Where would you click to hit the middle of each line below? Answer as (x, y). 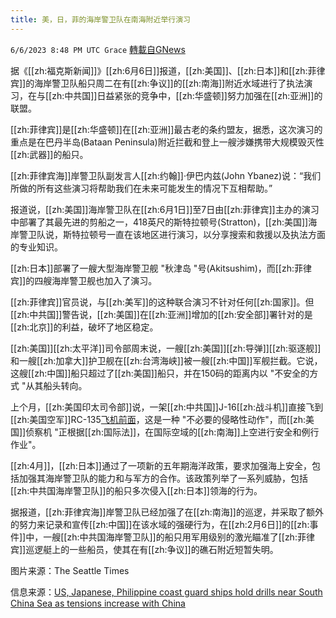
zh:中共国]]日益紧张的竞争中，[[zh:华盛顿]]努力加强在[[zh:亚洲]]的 (187, 95)
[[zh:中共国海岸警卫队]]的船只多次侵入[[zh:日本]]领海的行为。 (136, 490)
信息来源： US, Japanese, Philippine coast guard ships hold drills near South (166, 592)
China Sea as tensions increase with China (98, 603)
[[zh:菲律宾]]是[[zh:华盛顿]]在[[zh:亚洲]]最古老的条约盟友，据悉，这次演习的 (166, 129)
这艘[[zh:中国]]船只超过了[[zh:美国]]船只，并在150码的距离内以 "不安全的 (160, 373)
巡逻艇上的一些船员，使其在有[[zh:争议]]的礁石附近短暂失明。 (152, 549)
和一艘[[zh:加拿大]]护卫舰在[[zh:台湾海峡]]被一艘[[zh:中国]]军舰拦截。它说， (166, 360)
